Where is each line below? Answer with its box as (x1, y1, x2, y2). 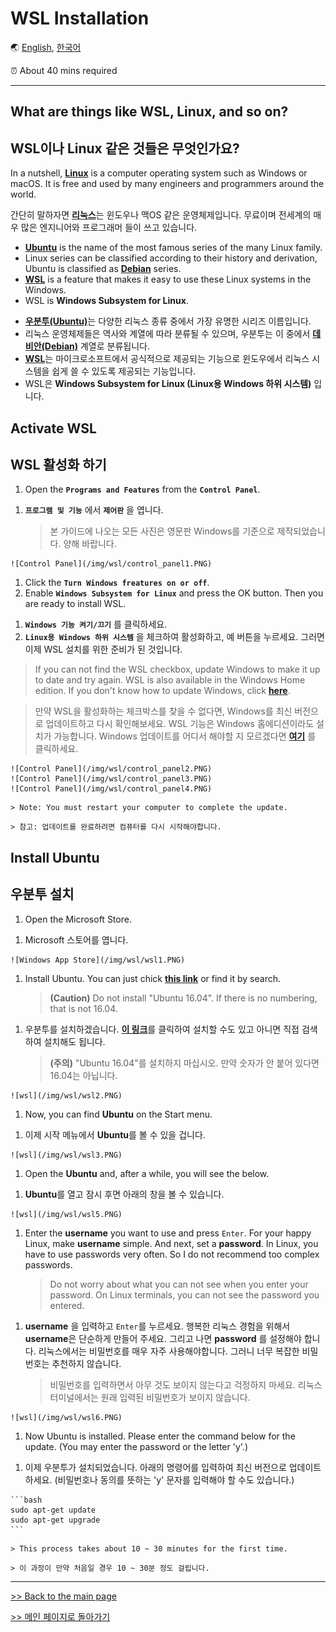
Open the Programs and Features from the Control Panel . (24, 483, 261, 496)
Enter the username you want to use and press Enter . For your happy (24, 1227, 312, 1239)
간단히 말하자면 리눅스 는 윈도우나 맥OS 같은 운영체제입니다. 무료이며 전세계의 (10, 209, 312, 221)
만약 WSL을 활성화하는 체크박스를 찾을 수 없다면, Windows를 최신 (34, 705, 293, 717)
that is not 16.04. (49, 1002, 118, 1014)
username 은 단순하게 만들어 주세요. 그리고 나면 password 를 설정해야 (24, 1332, 302, 1344)
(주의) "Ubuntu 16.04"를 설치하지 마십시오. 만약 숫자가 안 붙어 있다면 (49, 1057, 320, 1069)
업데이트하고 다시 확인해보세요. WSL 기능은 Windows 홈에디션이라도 (45, 718, 315, 730)
